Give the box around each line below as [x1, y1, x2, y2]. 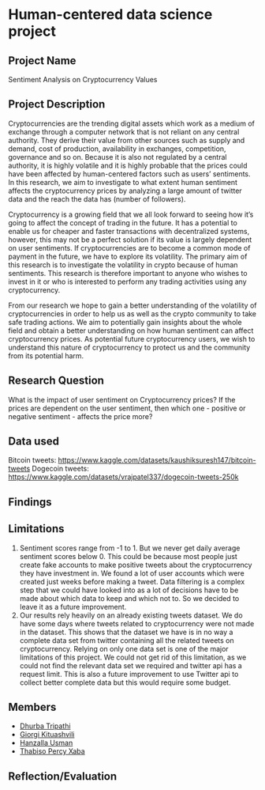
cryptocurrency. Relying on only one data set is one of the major [19, 644, 229, 653]
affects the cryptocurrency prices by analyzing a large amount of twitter [8, 186, 242, 195]
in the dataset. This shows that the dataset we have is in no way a [19, 627, 233, 637]
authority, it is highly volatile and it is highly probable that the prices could [8, 161, 248, 170]
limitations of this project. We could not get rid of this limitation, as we [19, 652, 247, 662]
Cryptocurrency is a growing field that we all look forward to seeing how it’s [8, 210, 254, 219]
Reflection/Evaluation [8, 769, 118, 783]
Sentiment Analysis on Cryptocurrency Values [8, 75, 158, 84]
